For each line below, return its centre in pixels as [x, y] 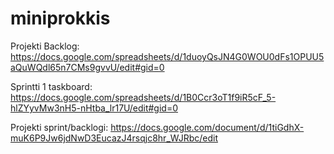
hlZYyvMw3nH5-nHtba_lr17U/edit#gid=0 [94, 108]
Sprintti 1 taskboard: [51, 86]
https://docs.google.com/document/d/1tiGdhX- [207, 127]
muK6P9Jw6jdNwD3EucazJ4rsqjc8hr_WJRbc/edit [114, 138]
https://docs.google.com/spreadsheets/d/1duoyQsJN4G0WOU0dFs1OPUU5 [167, 56]
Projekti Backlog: [45, 46]
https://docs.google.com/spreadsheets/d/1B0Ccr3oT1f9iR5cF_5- [143, 97]
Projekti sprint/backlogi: [59, 127]
